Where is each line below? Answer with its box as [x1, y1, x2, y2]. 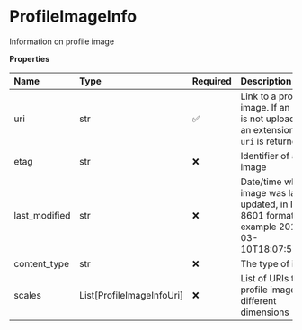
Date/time [240, 175, 282, 188]
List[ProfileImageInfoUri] [79, 289, 184, 301]
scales [13, 289, 42, 301]
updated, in [240, 198, 289, 210]
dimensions [240, 306, 289, 318]
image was [240, 186, 287, 199]
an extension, [240, 123, 298, 136]
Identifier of [240, 149, 290, 162]
